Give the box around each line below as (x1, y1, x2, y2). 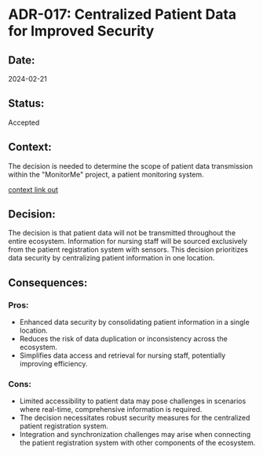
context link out (8, 184, 59, 194)
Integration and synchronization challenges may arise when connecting (19, 430, 251, 439)
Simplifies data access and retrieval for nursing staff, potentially (19, 351, 226, 360)
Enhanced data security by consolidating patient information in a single (19, 318, 250, 327)
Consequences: (8, 276, 88, 289)
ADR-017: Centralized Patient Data (8, 5, 237, 24)
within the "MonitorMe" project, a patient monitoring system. (8, 169, 204, 179)
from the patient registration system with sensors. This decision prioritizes (8, 245, 249, 254)
